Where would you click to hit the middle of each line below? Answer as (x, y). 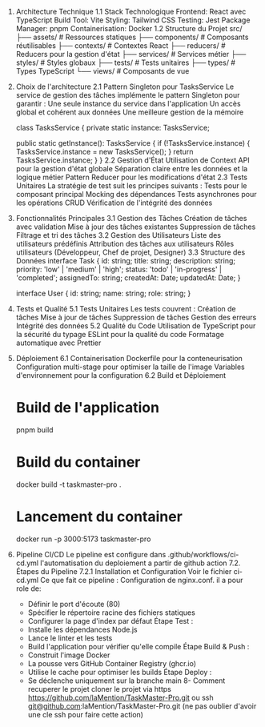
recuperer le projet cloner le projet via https (100, 689)
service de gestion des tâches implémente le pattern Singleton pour (128, 95)
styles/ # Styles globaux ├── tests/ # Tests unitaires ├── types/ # (126, 62)
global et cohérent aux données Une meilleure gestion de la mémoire (130, 112)
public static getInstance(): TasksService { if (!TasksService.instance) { (133, 143)
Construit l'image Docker (69, 655)
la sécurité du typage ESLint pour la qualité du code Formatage (120, 334)
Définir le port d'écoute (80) (74, 604)
